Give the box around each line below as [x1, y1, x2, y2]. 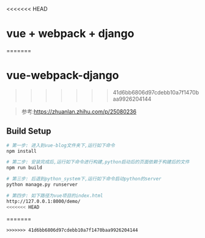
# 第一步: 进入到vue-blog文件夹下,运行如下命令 [6, 142, 115, 148]
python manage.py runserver [6, 182, 78, 188]
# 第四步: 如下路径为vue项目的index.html [6, 193, 103, 199]
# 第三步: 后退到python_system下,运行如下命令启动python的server [6, 176, 162, 182]
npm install [6, 148, 37, 154]
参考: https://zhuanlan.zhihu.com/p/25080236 [21, 107, 136, 115]
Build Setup [6, 126, 51, 137]
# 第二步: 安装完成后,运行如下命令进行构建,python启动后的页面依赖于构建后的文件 [6, 159, 190, 165]
